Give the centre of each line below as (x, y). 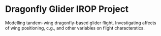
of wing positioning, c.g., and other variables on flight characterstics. (75, 28)
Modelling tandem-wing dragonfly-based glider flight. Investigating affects (81, 23)
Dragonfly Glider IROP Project (67, 9)
